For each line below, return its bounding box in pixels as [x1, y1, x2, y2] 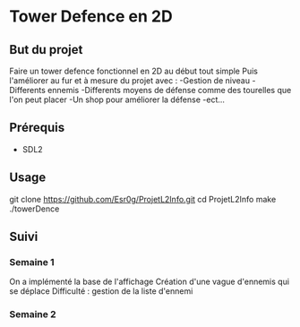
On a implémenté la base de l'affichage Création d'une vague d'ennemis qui [9, 276, 289, 288]
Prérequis [9, 120, 65, 135]
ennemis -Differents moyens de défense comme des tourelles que [47, 85, 292, 95]
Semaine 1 [9, 255, 56, 268]
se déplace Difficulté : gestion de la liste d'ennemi [9, 286, 193, 297]
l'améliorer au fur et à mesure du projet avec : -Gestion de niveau [9, 75, 251, 86]
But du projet [9, 42, 83, 57]
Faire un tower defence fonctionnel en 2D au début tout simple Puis [9, 65, 258, 76]
